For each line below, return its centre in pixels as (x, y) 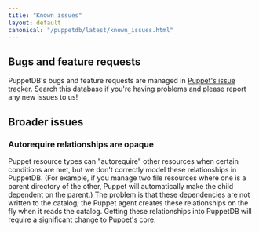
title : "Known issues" (45, 15)
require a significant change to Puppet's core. (82, 219)
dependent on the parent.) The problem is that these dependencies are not (129, 194)
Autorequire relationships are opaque (81, 144)
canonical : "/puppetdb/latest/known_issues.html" (91, 30)
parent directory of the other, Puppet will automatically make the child (121, 186)
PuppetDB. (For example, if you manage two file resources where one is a (127, 178)
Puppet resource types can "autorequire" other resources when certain (124, 161)
